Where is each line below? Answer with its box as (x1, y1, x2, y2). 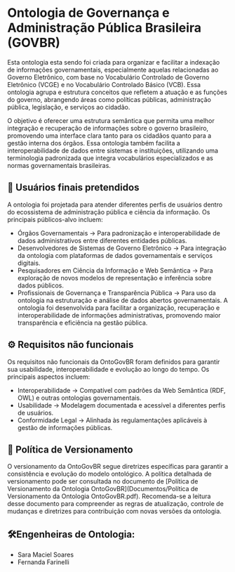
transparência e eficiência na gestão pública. (17, 318, 148, 327)
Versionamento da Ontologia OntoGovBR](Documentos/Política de (7, 485, 199, 493)
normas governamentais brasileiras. (7, 161, 111, 169)
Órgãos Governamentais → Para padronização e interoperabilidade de (17, 228, 221, 237)
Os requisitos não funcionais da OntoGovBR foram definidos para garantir (7, 357, 220, 366)
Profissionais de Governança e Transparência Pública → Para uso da (17, 288, 216, 297)
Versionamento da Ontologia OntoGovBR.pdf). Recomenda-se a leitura (7, 492, 211, 500)
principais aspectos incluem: (7, 372, 90, 381)
